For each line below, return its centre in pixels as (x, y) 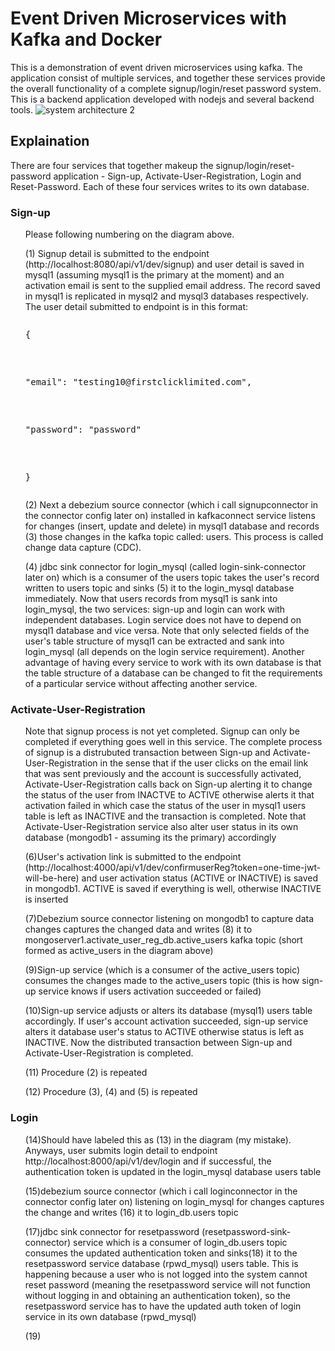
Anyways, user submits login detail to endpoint (121, 1150)
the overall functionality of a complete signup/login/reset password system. (166, 88)
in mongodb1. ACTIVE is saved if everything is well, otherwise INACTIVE (173, 889)
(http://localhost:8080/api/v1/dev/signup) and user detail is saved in (164, 264)
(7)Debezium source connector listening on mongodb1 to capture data (169, 919)
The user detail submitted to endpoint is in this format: (136, 307)
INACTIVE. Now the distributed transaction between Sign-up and (158, 1043)
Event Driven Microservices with (148, 18)
